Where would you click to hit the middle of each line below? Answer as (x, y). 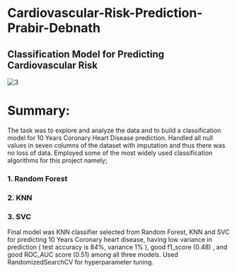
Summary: (39, 111)
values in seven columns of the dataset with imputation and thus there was (116, 145)
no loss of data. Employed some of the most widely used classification (110, 153)
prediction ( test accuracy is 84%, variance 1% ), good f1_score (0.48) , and (117, 247)
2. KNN (20, 197)
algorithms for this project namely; (57, 160)
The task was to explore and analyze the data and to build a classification (114, 130)
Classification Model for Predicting (86, 54)
